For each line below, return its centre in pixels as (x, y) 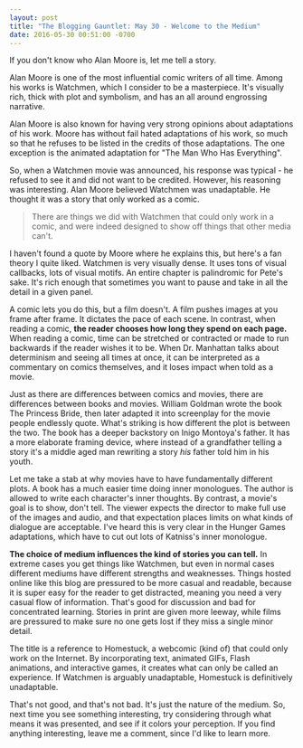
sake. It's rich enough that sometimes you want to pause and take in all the (149, 282)
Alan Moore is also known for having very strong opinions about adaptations (151, 124)
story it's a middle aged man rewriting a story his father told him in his (139, 452)
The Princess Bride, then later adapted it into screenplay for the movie (140, 413)
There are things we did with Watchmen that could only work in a (152, 217)
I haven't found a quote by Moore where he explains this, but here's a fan (146, 253)
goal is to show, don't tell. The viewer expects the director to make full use (148, 508)
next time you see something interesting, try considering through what (140, 715)
